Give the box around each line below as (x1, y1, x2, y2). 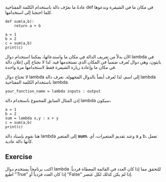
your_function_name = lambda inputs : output (5, 89, 101, 94)
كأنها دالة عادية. (5, 138, 33, 144)
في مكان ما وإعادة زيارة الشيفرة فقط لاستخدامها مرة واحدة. (5, 64, 116, 70)
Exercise (5, 153, 33, 161)
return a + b (14, 23, 41, 28)
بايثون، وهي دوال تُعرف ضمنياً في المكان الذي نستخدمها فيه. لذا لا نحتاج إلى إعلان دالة (5, 59, 162, 65)
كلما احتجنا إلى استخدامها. (5, 9, 53, 15)
